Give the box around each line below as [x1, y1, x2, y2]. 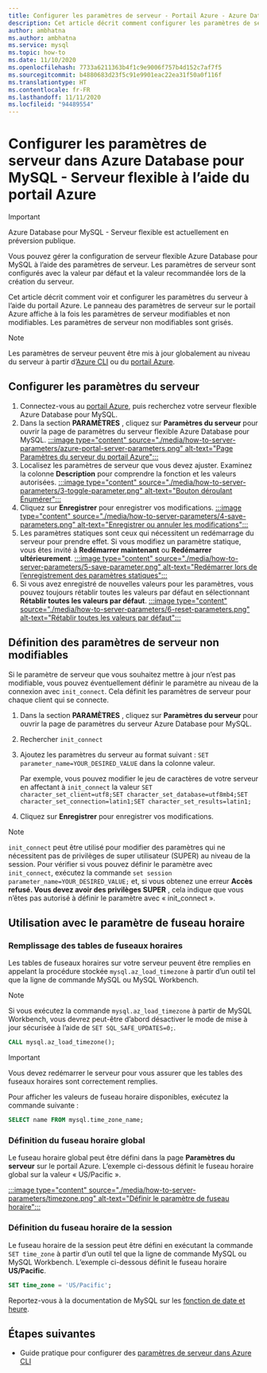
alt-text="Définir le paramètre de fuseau [98, 1194, 230, 1203]
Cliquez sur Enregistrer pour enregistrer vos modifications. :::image [19, 503, 242, 512]
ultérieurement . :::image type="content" [19, 553, 153, 563]
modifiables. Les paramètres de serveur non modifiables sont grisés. [8, 318, 234, 328]
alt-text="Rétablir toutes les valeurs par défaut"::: [19, 613, 181, 622]
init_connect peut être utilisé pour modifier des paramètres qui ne [8, 842, 226, 852]
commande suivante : [8, 1100, 79, 1110]
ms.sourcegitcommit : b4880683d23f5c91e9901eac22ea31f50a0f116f [8, 71, 222, 79]
